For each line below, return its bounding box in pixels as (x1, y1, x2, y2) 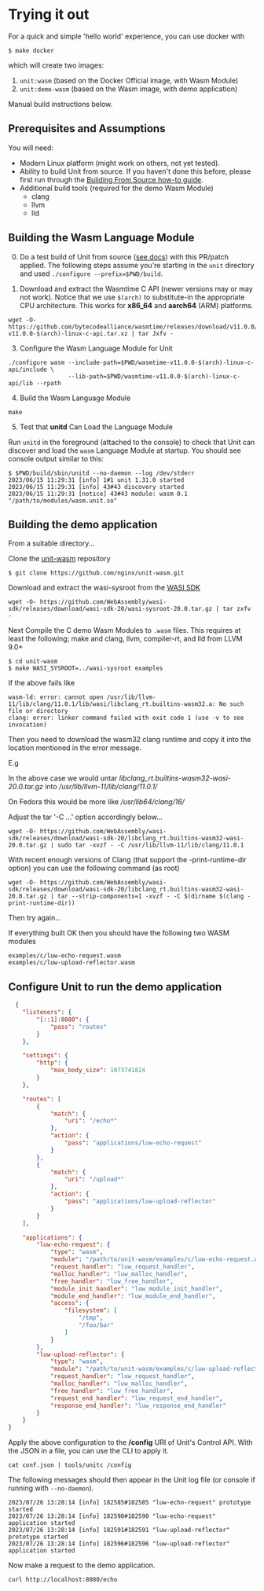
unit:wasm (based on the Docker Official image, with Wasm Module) (19, 75, 239, 85)
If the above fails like (8, 678, 75, 688)
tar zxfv (222, 605, 251, 613)
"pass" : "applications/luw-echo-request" (64, 1139, 202, 1147)
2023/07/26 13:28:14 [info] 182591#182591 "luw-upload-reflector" (8, 1527, 230, 1534)
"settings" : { (22, 1052, 68, 1060)
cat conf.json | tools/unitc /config (8, 1461, 132, 1469)
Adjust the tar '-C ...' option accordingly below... (8, 812, 163, 822)
